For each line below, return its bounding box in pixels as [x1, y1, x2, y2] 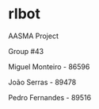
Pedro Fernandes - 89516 [8, 92, 92, 102]
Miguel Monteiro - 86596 [8, 61, 90, 72]
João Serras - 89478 [8, 77, 77, 87]
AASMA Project [8, 31, 59, 41]
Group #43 [8, 46, 44, 56]
